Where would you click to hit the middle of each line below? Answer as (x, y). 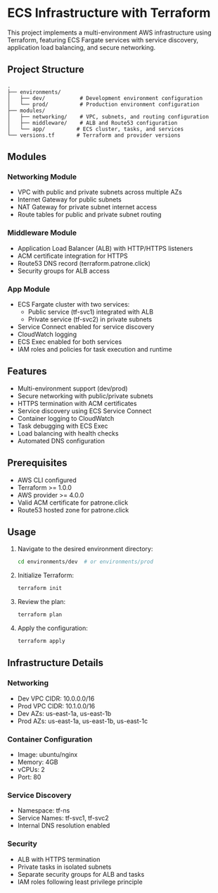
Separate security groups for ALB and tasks (81, 874)
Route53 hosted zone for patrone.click (73, 510)
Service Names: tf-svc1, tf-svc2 (63, 818)
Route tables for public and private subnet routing (89, 215)
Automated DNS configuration (61, 441)
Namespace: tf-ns (44, 811)
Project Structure (46, 69)
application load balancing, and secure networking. (82, 47)
